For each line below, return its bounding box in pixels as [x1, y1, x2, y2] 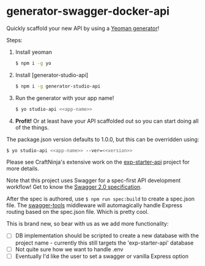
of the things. [15, 124, 49, 131]
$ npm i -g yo [15, 60, 51, 66]
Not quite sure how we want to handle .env [15, 245, 124, 253]
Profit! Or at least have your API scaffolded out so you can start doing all [15, 117, 199, 124]
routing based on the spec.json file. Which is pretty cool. [6, 208, 149, 216]
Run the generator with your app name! [15, 94, 114, 102]
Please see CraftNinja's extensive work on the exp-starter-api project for [6, 158, 190, 166]
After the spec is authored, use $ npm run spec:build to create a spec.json [6, 195, 195, 203]
